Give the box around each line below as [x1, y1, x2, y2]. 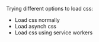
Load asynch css [14, 23, 56, 30]
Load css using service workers [14, 29, 93, 36]
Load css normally [14, 17, 60, 23]
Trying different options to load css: [6, 5, 94, 12]
